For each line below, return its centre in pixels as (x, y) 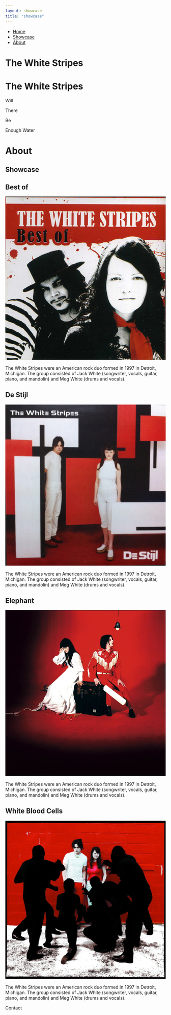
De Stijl (17, 395)
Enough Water (20, 130)
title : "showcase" (25, 16)
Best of (17, 187)
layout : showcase (24, 11)
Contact (13, 1008)
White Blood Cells (34, 811)
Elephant (20, 601)
